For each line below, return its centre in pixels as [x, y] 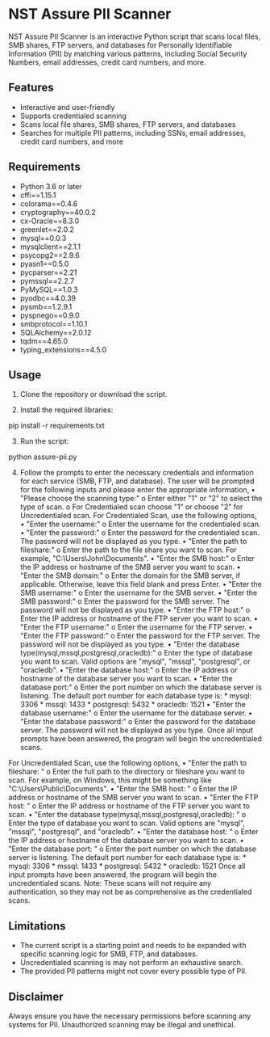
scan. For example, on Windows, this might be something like [110, 780]
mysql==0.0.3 [43, 238]
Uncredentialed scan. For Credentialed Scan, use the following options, [138, 516]
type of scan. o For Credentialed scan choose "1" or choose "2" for [131, 507]
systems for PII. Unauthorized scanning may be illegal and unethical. [122, 1024]
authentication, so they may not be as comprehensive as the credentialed [130, 892]
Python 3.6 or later [51, 186]
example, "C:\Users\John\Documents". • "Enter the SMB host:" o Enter [137, 559]
